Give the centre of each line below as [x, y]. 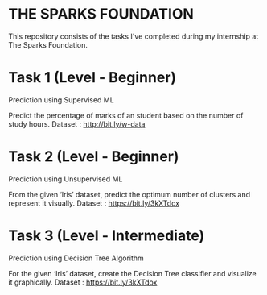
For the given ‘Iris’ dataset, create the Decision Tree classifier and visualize [132, 273]
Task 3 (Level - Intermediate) [107, 235]
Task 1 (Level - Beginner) [92, 78]
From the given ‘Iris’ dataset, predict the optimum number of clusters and [129, 194]
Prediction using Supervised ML [61, 100]
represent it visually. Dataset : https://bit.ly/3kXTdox [94, 203]
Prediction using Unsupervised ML [66, 179]
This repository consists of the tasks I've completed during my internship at [133, 36]
